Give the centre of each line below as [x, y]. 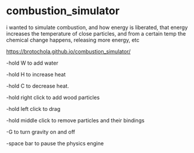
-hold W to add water [32, 63]
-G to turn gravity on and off [41, 132]
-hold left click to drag [33, 109]
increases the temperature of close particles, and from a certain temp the [96, 33]
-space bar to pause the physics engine [55, 143]
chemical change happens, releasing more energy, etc [73, 40]
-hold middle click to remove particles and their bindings [75, 120]
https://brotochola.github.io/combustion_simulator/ [68, 51]
